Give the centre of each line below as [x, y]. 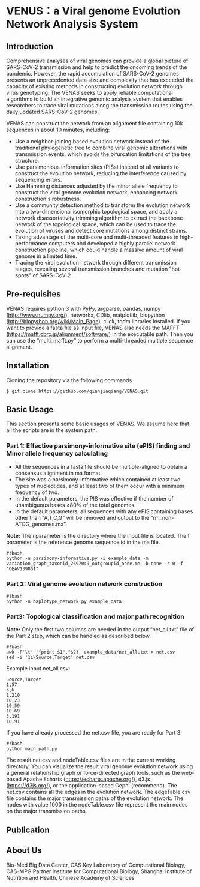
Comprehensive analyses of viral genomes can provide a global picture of [97, 61]
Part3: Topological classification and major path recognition [95, 616]
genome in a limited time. [46, 256]
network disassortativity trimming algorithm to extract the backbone [99, 218]
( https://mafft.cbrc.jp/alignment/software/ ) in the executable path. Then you [100, 334]
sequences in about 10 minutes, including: [58, 130]
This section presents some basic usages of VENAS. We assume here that [98, 424]
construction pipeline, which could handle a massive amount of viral [99, 250]
